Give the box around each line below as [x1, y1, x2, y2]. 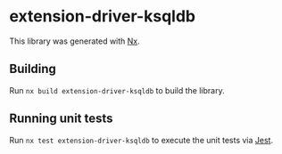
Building [9, 61, 56, 77]
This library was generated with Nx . [9, 36, 140, 46]
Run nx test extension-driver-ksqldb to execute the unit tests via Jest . [9, 134, 274, 145]
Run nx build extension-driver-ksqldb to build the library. [9, 85, 225, 95]
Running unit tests [9, 111, 113, 126]
